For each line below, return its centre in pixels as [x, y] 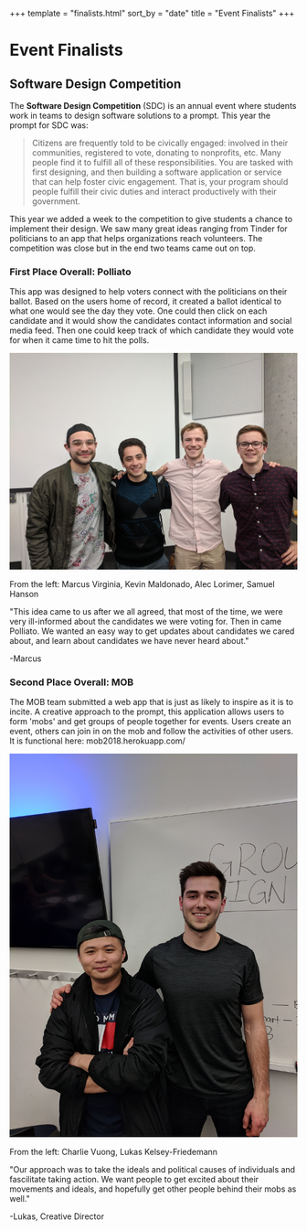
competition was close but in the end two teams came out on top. [132, 248]
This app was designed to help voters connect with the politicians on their [148, 292]
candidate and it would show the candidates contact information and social [151, 321]
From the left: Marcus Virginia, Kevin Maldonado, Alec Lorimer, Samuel [143, 583]
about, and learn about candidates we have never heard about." [129, 640]
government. [56, 201]
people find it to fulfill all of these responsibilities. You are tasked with [163, 162]
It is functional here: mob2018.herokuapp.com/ [97, 741]
